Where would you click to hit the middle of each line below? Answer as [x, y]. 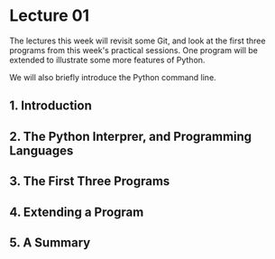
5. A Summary [50, 242]
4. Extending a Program [77, 212]
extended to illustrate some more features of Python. [107, 60]
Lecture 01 [50, 16]
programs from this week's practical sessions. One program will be [134, 50]
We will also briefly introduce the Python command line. [113, 77]
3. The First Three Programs [90, 181]
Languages [41, 150]
